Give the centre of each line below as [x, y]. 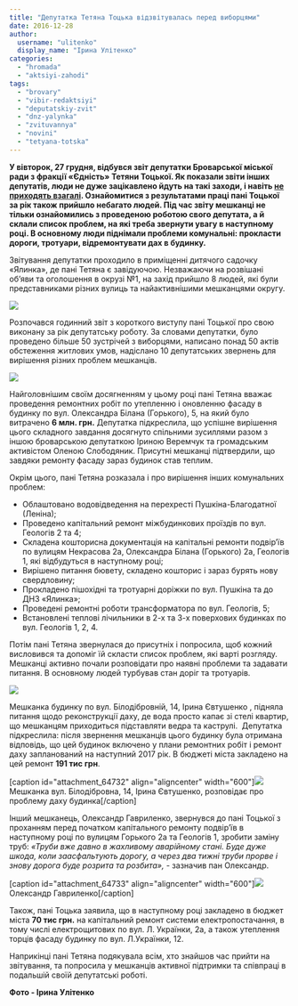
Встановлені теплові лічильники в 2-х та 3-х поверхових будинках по [154, 617]
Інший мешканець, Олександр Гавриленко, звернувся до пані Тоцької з [145, 818]
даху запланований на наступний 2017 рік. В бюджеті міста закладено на [149, 754]
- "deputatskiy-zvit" [57, 109]
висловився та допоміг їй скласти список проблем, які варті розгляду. [143, 653]
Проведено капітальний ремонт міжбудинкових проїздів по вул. [144, 523]
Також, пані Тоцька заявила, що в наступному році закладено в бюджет [146, 910]
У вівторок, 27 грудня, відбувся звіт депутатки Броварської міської [141, 166]
